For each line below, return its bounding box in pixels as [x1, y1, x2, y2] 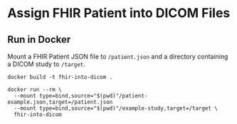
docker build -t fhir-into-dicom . [7, 73, 113, 81]
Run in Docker [7, 33, 71, 46]
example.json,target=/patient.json [7, 98, 113, 105]
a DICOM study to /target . [7, 60, 85, 68]
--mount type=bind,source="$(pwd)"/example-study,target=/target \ [14, 105, 218, 112]
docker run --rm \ [7, 86, 62, 93]
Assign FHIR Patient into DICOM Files [7, 5, 231, 21]
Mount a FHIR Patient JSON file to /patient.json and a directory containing [7, 52, 228, 61]
